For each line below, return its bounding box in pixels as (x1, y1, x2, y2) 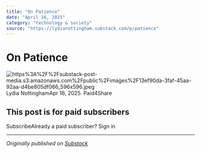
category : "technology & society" (6, 20, 93, 26)
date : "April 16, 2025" (6, 14, 66, 20)
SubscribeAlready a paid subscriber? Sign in (6, 123, 115, 130)
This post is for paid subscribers (6, 107, 130, 117)
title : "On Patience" (6, 8, 60, 15)
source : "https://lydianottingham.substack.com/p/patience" (6, 25, 160, 32)
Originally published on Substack (6, 140, 89, 146)
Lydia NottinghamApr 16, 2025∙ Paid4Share (6, 90, 112, 97)
